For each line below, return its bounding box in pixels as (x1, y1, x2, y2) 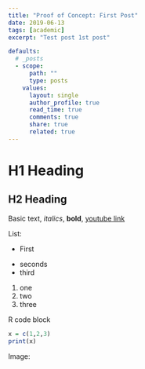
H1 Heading (8, 162, 85, 179)
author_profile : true (28, 99, 100, 107)
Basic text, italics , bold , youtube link (8, 214, 125, 223)
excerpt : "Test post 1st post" (8, 33, 111, 42)
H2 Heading (8, 193, 67, 206)
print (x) (8, 337, 37, 345)
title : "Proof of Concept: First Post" (8, 11, 139, 20)
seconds (19, 259, 48, 269)
